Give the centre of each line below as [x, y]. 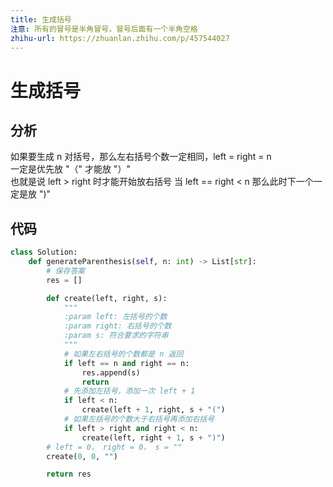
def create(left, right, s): [107, 298]
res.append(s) [111, 372]
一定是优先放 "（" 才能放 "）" [70, 169]
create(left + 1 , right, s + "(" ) [153, 410]
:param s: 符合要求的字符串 [116, 336]
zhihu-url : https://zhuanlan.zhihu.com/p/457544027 [120, 38]
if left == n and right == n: [126, 363]
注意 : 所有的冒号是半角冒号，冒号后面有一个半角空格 [104, 29]
